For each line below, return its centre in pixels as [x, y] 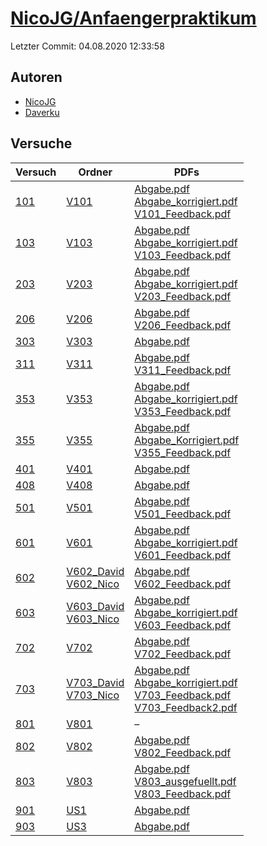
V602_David [95, 571]
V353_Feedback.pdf [183, 411]
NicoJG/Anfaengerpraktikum [133, 18]
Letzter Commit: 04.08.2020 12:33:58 [87, 46]
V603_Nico [93, 619]
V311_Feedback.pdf [183, 370]
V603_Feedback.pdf [183, 625]
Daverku [42, 112]
